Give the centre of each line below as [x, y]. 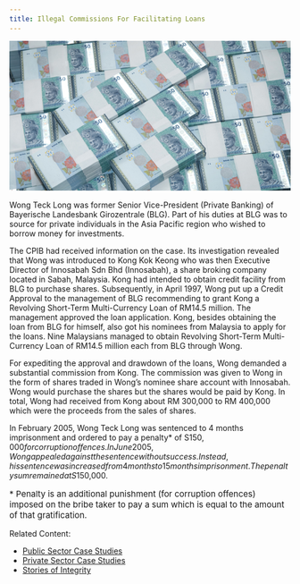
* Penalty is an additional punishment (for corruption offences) [133, 494]
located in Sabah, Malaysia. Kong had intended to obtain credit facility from [147, 279]
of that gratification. [48, 516]
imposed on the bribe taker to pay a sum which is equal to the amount [147, 505]
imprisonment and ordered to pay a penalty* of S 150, [107, 437]
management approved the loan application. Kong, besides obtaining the [143, 317]
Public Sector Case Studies [72, 551]
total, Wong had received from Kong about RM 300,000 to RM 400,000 [140, 402]
